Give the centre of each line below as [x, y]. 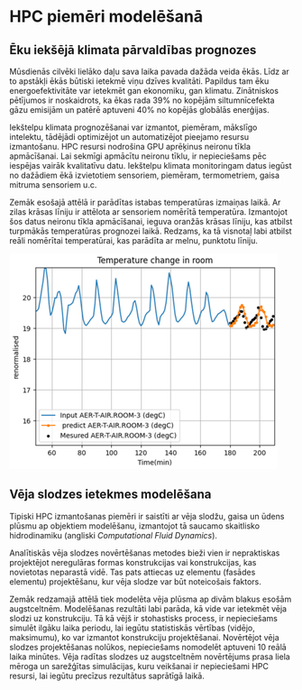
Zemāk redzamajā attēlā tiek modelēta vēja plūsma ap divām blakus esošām [151, 599]
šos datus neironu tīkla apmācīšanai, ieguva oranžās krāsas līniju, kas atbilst [151, 221]
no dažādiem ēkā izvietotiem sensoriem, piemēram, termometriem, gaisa [145, 175]
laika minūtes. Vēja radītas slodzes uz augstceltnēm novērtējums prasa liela [150, 657]
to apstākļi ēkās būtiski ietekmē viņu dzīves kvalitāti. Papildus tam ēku [139, 81]
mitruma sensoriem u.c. [53, 185]
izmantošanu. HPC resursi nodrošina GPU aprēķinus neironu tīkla [130, 147]
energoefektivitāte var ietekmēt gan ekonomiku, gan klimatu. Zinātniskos [144, 91]
